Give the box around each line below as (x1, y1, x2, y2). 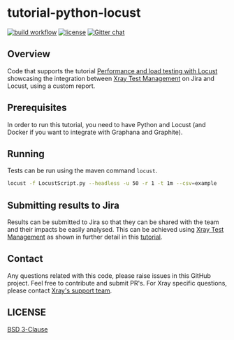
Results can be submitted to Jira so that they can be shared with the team (7, 218, 219, 226)
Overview (7, 48, 51, 60)
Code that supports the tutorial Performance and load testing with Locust (7, 66, 218, 75)
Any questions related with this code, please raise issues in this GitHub (7, 271, 212, 280)
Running (7, 148, 45, 160)
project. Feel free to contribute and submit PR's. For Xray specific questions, (7, 279, 227, 287)
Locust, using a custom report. (7, 82, 96, 90)
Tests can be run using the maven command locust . (7, 166, 158, 175)
